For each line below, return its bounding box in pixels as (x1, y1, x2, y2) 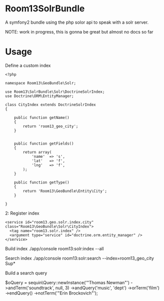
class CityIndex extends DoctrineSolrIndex (5, 102, 96, 107)
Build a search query (5, 270, 47, 276)
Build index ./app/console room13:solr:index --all (5, 245, 104, 252)
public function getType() (14, 180, 70, 185)
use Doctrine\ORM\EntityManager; (5, 93, 74, 99)
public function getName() (14, 115, 70, 120)
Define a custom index (5, 62, 51, 68)
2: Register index (5, 210, 40, 216)
